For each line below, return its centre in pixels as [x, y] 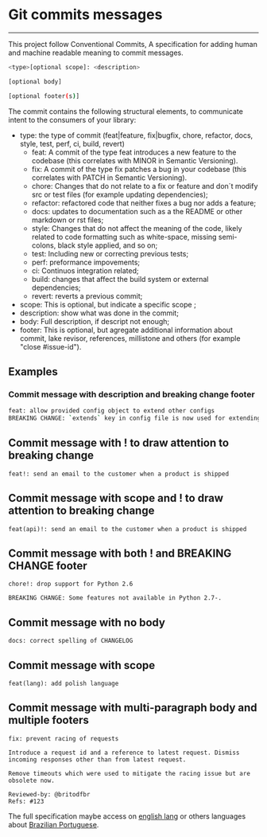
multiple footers [49, 720]
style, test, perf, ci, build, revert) [72, 143]
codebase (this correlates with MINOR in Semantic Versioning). [135, 160]
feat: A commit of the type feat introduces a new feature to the [134, 152]
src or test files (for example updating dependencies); [120, 194]
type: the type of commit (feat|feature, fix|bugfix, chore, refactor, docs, [136, 135]
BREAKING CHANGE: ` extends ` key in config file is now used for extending [135, 418]
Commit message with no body [87, 622]
